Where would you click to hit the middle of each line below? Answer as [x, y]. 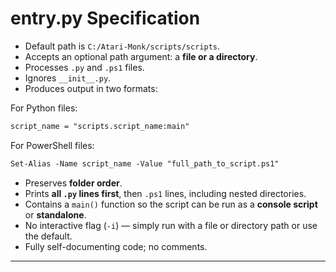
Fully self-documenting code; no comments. [116, 246]
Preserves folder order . [73, 183]
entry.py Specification [105, 18]
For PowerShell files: [52, 145]
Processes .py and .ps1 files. [84, 67]
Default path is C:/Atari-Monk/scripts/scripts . [122, 46]
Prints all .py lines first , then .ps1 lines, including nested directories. [165, 193]
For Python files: [44, 108]
